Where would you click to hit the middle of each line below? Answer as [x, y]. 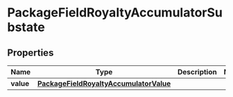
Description [197, 72]
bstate [26, 27]
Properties [31, 53]
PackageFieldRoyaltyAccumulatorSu [115, 13]
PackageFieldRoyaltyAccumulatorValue [104, 84]
